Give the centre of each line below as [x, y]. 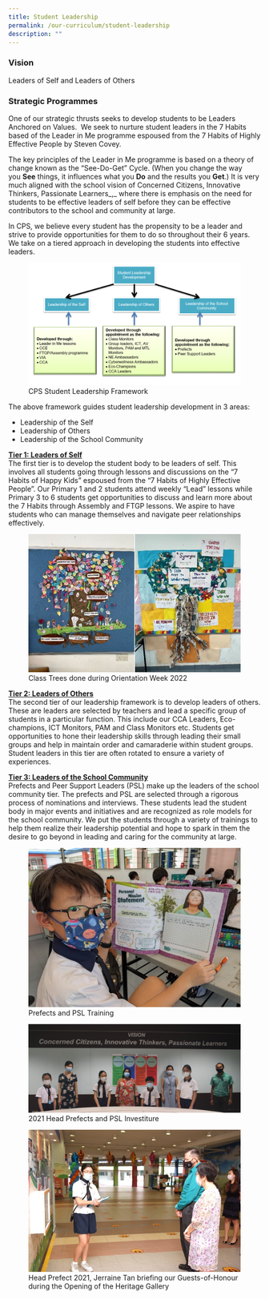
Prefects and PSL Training [71, 1012]
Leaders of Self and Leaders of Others [72, 80]
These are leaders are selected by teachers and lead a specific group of [127, 710]
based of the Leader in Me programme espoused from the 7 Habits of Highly [134, 135]
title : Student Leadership [53, 17]
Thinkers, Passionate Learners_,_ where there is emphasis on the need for [130, 193]
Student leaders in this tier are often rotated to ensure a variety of [116, 753]
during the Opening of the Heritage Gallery [99, 1286]
